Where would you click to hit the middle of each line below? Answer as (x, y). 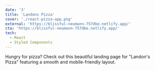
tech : (11, 33)
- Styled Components (31, 42)
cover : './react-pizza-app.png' (39, 19)
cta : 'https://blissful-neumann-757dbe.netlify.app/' (63, 28)
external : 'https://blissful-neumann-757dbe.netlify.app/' (68, 24)
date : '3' (16, 10)
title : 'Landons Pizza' (30, 14)
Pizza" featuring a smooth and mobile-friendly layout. (60, 62)
